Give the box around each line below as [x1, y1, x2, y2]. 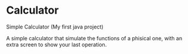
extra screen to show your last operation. [6, 41, 107, 48]
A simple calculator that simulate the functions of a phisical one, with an [6, 34, 183, 42]
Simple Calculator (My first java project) [6, 23, 104, 30]
